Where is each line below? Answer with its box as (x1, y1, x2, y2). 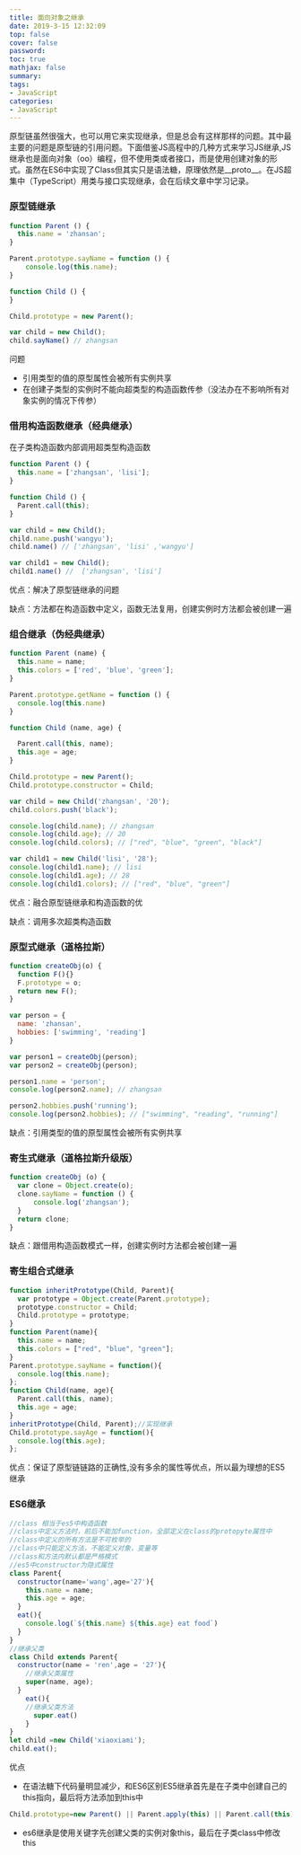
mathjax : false (9, 64, 66, 73)
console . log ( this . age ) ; (17, 1436, 106, 1445)
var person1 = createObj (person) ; (9, 1052, 139, 1061)
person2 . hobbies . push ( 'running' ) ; (9, 1101, 139, 1110)
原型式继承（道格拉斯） (9, 941, 110, 953)
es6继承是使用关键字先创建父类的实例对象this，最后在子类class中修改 (21, 1827, 280, 1838)
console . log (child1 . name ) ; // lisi (9, 863, 142, 872)
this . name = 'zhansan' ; (17, 230, 106, 239)
